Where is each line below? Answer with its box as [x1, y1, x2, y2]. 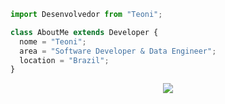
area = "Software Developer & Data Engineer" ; [19, 46, 217, 56]
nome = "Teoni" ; [19, 36, 87, 47]
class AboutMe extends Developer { [10, 27, 159, 37]
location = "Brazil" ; [19, 55, 110, 65]
